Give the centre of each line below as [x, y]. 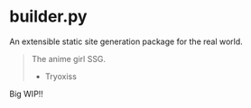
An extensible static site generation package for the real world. [126, 41]
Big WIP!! [26, 94]
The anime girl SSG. [69, 58]
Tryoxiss [60, 76]
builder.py [48, 17]
